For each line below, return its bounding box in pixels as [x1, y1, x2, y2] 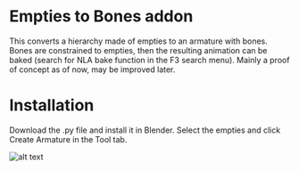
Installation [9, 95, 95, 116]
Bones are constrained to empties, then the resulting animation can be [9, 45, 268, 55]
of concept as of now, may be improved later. [9, 64, 176, 75]
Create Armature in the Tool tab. [9, 134, 128, 144]
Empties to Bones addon [9, 6, 194, 27]
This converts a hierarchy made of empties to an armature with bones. [9, 36, 268, 46]
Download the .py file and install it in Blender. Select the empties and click [9, 125, 281, 135]
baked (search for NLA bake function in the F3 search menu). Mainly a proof [9, 54, 290, 65]
